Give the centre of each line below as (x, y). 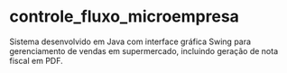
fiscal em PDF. (36, 60)
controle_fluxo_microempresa (124, 17)
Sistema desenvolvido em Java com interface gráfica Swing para (130, 41)
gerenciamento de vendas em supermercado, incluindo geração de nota (144, 50)
